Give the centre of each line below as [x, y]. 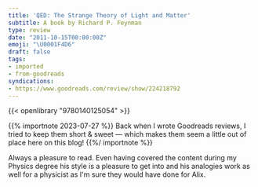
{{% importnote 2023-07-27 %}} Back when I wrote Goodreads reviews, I [127, 126]
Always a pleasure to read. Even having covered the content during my [122, 158]
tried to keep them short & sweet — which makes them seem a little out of [127, 134]
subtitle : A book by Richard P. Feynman [75, 23]
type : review [29, 30]
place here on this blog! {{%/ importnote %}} [80, 143]
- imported [26, 67]
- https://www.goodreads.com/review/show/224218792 [94, 88]
